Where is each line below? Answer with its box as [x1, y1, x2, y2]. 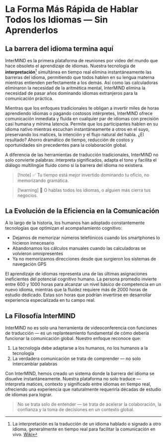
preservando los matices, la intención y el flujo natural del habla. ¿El [5, 131, 144, 137]
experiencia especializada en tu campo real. [5, 297, 95, 303]
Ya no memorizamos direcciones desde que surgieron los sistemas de [12, 256, 157, 262]
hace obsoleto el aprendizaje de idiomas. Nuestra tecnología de [5, 63, 136, 69]
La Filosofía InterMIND [5, 312, 76, 320]
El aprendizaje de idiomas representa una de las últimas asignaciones [5, 271, 148, 277]
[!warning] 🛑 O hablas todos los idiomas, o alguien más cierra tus [17, 187, 151, 193]
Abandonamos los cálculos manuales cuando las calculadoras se [12, 245, 146, 252]
